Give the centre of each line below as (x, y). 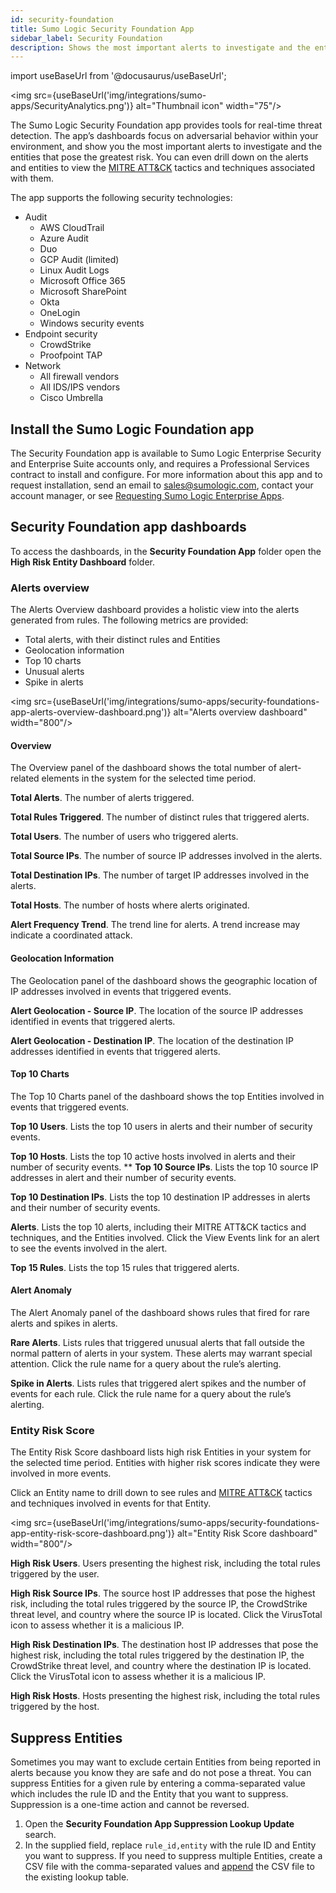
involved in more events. (61, 1473)
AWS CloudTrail (72, 228)
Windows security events (92, 323)
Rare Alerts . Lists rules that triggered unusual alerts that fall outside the (157, 1342)
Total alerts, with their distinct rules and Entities (122, 640)
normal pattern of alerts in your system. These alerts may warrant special (161, 1353)
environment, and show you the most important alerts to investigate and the (166, 147)
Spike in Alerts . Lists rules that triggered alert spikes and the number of (158, 1383)
